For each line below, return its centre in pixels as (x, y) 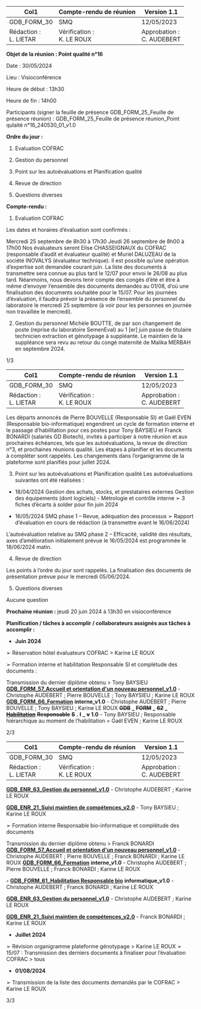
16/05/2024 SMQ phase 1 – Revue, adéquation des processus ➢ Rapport (104, 516)
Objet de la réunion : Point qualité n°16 (55, 54)
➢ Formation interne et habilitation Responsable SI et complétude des (92, 664)
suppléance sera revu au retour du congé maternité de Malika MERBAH (103, 342)
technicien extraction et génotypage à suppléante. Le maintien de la (99, 336)
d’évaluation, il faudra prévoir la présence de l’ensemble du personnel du (96, 299)
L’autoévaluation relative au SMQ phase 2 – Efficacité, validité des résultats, (99, 534)
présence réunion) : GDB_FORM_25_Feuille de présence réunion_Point (93, 119)
